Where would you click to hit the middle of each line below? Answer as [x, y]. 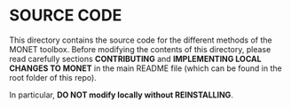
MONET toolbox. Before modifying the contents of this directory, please [140, 49]
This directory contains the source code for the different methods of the [141, 40]
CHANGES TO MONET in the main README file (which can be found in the [145, 68]
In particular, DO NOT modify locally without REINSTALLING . [121, 95]
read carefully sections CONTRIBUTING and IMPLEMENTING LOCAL [135, 58]
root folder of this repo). [53, 77]
